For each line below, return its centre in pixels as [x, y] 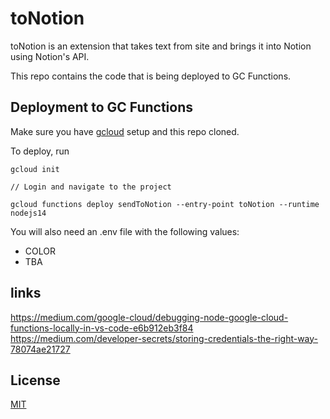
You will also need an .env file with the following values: [125, 231]
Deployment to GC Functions [101, 107]
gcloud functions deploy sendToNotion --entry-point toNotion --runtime [165, 204]
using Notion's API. [50, 56]
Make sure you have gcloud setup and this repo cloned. [125, 131]
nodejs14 [28, 213]
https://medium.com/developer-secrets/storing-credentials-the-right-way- [164, 338]
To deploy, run [40, 151]
